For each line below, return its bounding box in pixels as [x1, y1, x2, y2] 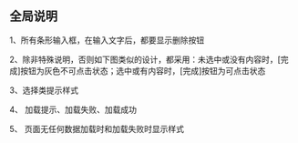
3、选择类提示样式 [9, 85, 79, 96]
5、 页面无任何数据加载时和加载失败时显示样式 [9, 123, 185, 134]
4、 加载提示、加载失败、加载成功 [9, 104, 137, 115]
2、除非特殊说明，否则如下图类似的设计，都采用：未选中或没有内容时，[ [9, 54, 281, 65]
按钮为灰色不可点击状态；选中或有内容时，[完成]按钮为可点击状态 [20, 65, 266, 76]
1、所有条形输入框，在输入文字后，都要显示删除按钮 [9, 35, 205, 46]
